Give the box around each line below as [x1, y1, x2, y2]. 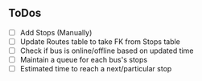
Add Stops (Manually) [19, 27, 93, 37]
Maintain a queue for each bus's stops [19, 55, 147, 64]
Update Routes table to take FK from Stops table [19, 36, 181, 47]
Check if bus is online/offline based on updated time [19, 46, 194, 55]
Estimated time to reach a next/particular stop [19, 64, 172, 74]
